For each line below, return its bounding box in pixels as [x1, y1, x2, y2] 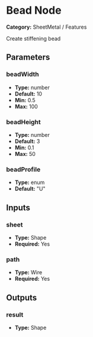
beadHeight [6, 118, 41, 126]
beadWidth [6, 70, 40, 78]
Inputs [6, 203, 31, 213]
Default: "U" [14, 185, 46, 192]
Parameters [6, 52, 50, 63]
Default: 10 [14, 90, 43, 97]
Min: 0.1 [14, 144, 34, 151]
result [6, 310, 24, 318]
